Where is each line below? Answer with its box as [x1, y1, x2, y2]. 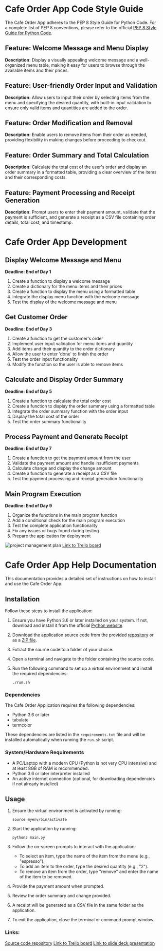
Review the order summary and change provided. [12, 893, 111, 899]
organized [5, 62, 25, 68]
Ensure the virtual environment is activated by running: [12, 808, 122, 814]
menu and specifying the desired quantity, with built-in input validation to [5, 99, 152, 105]
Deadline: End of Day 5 [5, 388, 52, 394]
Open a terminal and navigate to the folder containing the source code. [12, 656, 154, 661]
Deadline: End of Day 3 [5, 326, 52, 332]
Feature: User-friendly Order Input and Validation [5, 81, 157, 90]
